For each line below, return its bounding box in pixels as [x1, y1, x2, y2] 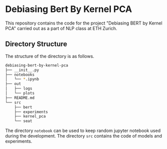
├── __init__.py [5, 67, 39, 72]
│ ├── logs [5, 86, 33, 91]
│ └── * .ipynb [5, 76, 39, 82]
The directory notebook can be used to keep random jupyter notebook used [5, 127, 161, 133]
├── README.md [5, 95, 35, 100]
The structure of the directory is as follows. [5, 53, 94, 59]
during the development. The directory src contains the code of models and [5, 133, 162, 139]
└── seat [14, 118, 33, 123]
